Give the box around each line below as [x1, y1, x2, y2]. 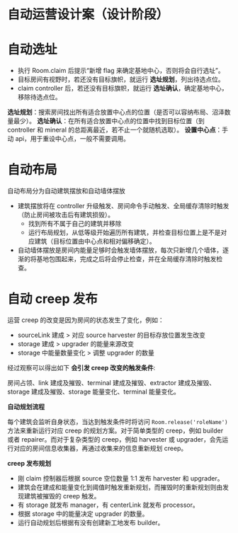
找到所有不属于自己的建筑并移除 [28, 219, 122, 228]
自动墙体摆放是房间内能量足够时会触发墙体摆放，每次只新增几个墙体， [17, 246, 223, 255]
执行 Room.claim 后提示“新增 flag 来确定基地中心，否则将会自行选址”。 [17, 67, 225, 75]
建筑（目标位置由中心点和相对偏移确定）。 [34, 237, 156, 246]
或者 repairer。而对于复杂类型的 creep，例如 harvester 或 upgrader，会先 [7, 435, 222, 443]
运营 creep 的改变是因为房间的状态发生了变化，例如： [7, 316, 164, 324]
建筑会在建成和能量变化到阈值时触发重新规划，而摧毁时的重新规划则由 [17, 483, 223, 491]
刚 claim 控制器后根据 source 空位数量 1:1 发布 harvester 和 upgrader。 [17, 474, 225, 482]
